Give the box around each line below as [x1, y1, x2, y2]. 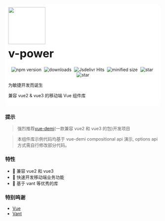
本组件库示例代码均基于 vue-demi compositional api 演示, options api [17, 136, 158, 142]
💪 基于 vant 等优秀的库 [12, 180, 58, 186]
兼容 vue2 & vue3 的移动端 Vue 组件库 [8, 93, 86, 98]
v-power [8, 46, 54, 60]
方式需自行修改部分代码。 [17, 142, 70, 148]
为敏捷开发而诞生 [8, 82, 43, 88]
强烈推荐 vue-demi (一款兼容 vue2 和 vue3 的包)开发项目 [17, 126, 130, 132]
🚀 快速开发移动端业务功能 [12, 174, 64, 180]
